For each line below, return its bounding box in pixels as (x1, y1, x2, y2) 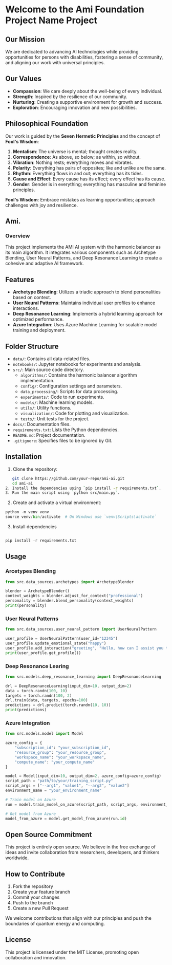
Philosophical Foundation (5, 119, 89, 128)
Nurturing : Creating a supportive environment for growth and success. (12, 99, 163, 105)
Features (5, 275, 34, 284)
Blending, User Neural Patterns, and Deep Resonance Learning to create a (5, 255, 162, 261)
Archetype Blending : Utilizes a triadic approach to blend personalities (12, 289, 161, 295)
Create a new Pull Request (12, 905, 69, 912)
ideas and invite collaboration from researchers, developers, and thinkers (5, 849, 160, 856)
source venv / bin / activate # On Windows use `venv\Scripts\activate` (5, 514, 157, 519)
